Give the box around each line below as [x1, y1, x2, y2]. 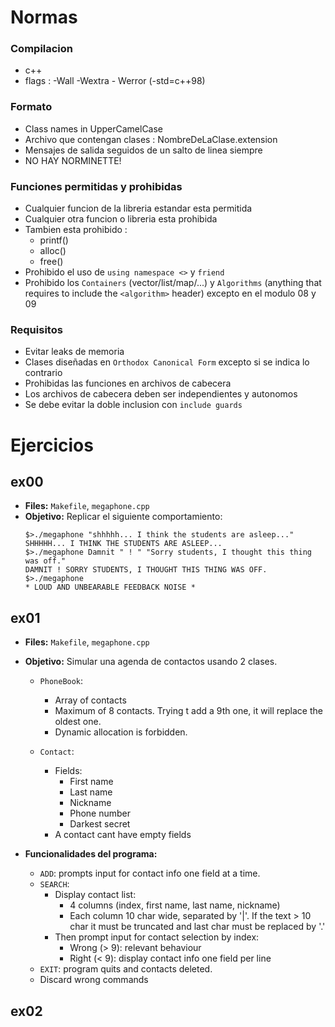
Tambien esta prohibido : [24, 224, 128, 236]
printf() [39, 234, 69, 246]
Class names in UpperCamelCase [24, 122, 164, 135]
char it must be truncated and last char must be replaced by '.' [69, 921, 326, 933]
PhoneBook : [39, 675, 84, 687]
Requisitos [10, 323, 63, 336]
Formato [10, 100, 53, 114]
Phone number [69, 807, 131, 820]
